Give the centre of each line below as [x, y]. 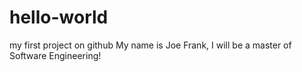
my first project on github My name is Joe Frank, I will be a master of [150, 45]
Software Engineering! [55, 55]
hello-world [59, 17]
